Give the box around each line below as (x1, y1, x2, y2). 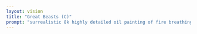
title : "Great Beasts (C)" (6, 14, 72, 20)
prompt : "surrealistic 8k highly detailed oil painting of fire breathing (6, 19, 193, 25)
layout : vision (6, 8, 43, 14)
